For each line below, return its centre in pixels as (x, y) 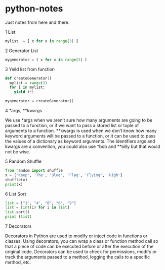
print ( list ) (19, 217)
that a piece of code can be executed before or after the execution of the (80, 247)
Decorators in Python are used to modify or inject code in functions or (76, 236)
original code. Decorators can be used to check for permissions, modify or (81, 252)
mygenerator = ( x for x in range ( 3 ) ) (46, 60)
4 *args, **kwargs (23, 111)
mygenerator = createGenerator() (40, 101)
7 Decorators (19, 226)
